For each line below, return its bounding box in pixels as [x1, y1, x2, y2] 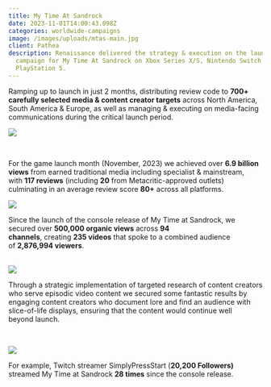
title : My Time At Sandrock [8, 11, 103, 20]
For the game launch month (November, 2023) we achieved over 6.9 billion [8, 158, 260, 168]
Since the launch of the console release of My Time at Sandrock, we [8, 214, 236, 224]
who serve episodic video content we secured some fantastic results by [8, 288, 248, 298]
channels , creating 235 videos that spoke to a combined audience [8, 231, 231, 242]
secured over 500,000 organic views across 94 [8, 223, 170, 233]
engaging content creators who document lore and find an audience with [8, 297, 252, 306]
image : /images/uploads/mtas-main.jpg [8, 34, 139, 43]
